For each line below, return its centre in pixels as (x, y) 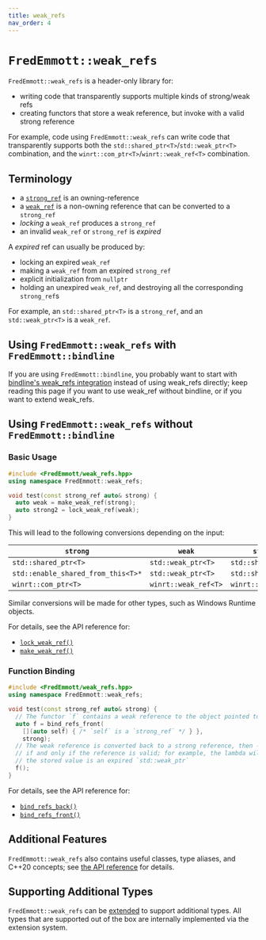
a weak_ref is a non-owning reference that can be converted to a (125, 206)
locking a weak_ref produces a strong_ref (88, 224)
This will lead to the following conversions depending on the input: (116, 533)
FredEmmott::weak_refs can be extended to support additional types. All (125, 911)
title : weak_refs (37, 15)
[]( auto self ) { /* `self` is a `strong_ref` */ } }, (113, 731)
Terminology (40, 179)
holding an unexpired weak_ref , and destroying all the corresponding (131, 288)
